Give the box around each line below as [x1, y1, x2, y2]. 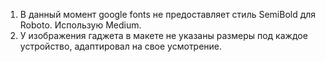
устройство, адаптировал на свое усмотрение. [19, 40, 223, 52]
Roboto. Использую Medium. [19, 19, 142, 31]
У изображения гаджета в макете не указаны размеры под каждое [19, 30, 308, 41]
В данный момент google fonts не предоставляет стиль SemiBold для [19, 9, 317, 20]
